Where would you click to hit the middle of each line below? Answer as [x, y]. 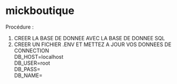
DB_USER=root [32, 63]
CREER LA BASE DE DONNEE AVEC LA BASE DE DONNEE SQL [89, 38]
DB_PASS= [27, 69]
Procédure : [20, 27]
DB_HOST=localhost [39, 57]
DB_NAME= [28, 75]
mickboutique [40, 11]
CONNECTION [31, 50]
